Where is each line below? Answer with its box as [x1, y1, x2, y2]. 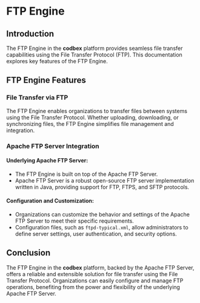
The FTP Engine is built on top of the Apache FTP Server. [15, 170, 158, 178]
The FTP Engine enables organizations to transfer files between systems [6, 107, 188, 114]
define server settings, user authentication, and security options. [15, 230, 177, 238]
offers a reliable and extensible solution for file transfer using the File [6, 270, 178, 277]
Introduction [6, 29, 55, 39]
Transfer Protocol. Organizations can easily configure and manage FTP [6, 277, 184, 284]
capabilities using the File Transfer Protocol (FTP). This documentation [6, 51, 183, 58]
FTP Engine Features [6, 75, 86, 86]
